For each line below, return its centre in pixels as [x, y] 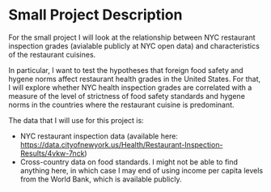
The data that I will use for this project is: [76, 120]
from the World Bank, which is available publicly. [101, 179]
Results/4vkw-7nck [52, 153]
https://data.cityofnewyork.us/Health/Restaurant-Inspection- [121, 144]
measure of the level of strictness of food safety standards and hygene [127, 96]
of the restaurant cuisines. [52, 54]
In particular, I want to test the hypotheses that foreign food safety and [126, 70]
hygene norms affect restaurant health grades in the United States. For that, [135, 79]
